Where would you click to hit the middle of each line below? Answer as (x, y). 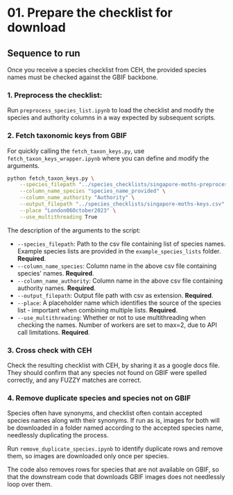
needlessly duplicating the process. (58, 435)
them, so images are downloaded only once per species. (88, 456)
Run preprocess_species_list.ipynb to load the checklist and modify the (111, 110)
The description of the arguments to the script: (74, 230)
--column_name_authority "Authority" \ (77, 198)
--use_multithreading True (59, 217)
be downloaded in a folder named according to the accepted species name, (115, 428)
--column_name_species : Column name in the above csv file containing (117, 266)
